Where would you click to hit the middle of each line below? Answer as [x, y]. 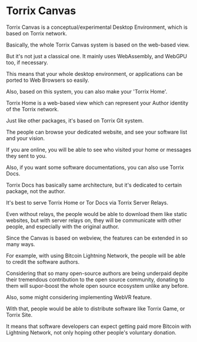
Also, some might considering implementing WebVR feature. [79, 297]
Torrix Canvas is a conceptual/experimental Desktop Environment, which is [97, 27]
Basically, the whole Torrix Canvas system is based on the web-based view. [98, 45]
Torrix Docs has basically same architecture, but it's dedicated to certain [94, 185]
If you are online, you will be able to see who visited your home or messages [99, 150]
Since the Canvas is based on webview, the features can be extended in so [97, 238]
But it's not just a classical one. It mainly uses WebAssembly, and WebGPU [96, 56]
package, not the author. [36, 191]
